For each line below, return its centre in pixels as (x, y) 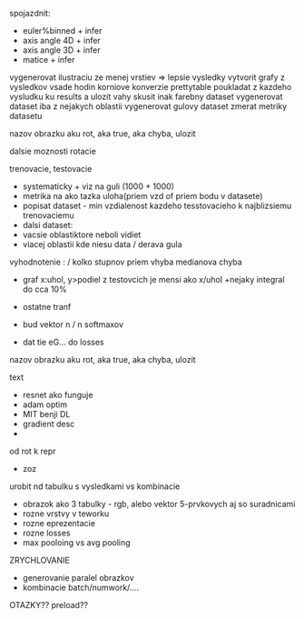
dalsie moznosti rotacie (53, 151)
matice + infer (49, 60)
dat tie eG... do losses (63, 342)
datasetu (26, 116)
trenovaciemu (48, 215)
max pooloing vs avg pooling (76, 543)
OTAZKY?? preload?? (49, 605)
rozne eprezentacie (59, 523)
